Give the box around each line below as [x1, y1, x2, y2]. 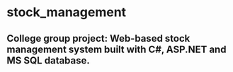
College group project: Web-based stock [6, 32, 191, 44]
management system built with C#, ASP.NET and [6, 43, 227, 55]
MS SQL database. [6, 54, 90, 66]
